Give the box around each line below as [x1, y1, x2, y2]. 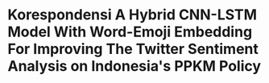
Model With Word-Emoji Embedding [7, 23, 253, 41]
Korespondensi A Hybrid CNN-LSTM [7, 6, 258, 24]
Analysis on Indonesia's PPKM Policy [7, 57, 262, 76]
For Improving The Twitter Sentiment [7, 40, 259, 58]
